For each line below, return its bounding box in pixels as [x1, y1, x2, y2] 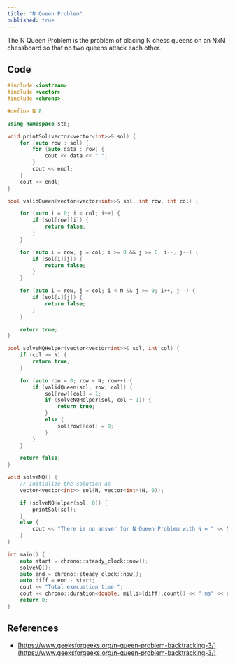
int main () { [7, 551, 45, 558]
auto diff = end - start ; [20, 577, 96, 584]
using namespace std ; [7, 120, 71, 127]
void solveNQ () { [7, 474, 58, 481]
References [7, 623, 59, 635]
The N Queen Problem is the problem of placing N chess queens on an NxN [7, 36, 225, 44]
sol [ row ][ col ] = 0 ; [57, 422, 114, 430]
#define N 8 [7, 108, 42, 115]
